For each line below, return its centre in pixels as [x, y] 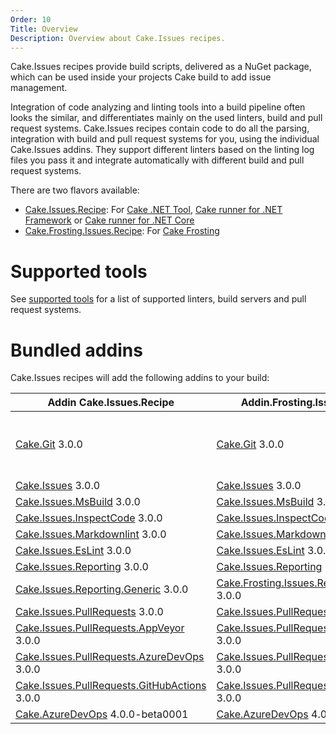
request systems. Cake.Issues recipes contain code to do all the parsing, [160, 128]
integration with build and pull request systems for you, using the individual [165, 139]
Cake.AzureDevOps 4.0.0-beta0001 [102, 714]
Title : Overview [44, 29]
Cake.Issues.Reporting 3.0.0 [82, 567]
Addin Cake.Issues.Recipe [111, 403]
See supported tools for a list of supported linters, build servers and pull [158, 299]
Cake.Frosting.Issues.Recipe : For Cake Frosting [122, 231]
